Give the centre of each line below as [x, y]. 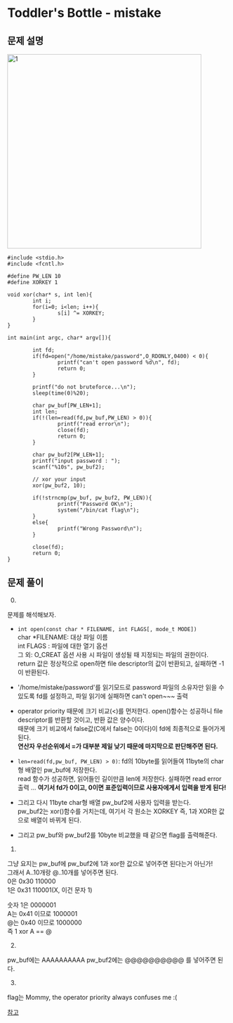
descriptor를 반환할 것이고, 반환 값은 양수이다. [81, 720]
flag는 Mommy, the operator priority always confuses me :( [92, 997]
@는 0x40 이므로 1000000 [45, 922]
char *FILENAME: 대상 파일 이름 [62, 637]
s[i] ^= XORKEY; [81, 313]
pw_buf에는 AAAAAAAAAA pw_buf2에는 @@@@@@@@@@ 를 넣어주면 [112, 960]
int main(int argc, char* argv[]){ [59, 338]
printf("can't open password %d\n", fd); [119, 362]
